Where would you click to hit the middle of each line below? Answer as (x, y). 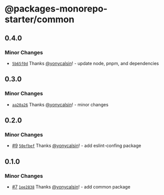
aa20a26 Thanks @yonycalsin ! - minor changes (60, 104)
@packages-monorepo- (56, 9)
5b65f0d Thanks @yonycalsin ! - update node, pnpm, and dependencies (85, 63)
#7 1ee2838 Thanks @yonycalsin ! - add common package (71, 186)
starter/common (40, 19)
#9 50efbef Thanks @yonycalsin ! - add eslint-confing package (76, 146)
